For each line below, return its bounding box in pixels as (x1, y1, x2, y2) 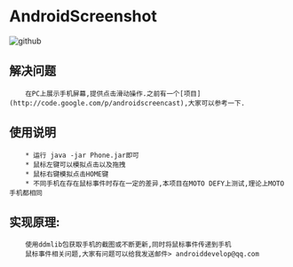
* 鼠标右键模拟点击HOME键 (25, 169, 109, 178)
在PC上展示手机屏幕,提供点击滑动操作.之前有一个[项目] (25, 89, 202, 98)
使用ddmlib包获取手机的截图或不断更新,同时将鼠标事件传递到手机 (25, 240, 232, 249)
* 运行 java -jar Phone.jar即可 (25, 151, 139, 160)
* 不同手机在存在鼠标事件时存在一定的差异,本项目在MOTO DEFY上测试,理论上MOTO (25, 179, 285, 188)
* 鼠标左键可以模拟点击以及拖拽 (25, 160, 126, 169)
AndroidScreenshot (9, 6, 157, 27)
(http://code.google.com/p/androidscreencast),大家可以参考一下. (9, 98, 246, 107)
